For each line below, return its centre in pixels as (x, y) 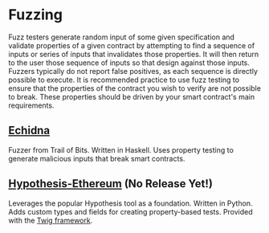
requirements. (31, 105)
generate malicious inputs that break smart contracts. (97, 158)
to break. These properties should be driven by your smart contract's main (132, 96)
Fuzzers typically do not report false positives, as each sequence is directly (133, 71)
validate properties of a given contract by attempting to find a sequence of (132, 45)
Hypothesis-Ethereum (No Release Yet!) (110, 184)
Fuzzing (35, 15)
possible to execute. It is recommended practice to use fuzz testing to (124, 80)
